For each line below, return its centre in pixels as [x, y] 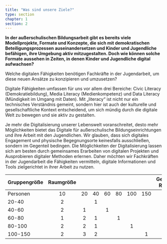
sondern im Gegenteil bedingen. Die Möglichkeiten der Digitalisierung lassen [83, 146]
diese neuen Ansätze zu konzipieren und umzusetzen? [61, 79]
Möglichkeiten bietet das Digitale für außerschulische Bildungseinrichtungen [83, 130]
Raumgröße [62, 182]
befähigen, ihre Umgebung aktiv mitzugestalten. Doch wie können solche [83, 54]
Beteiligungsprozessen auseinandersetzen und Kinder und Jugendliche [81, 48]
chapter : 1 [16, 19]
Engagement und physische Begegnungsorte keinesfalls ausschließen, [78, 141]
